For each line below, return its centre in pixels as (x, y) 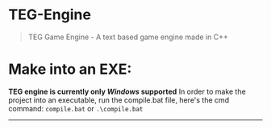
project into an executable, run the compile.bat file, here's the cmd (119, 100)
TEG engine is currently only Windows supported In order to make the (127, 91)
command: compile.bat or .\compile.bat (76, 108)
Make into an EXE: (70, 69)
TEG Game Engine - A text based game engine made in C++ (128, 37)
